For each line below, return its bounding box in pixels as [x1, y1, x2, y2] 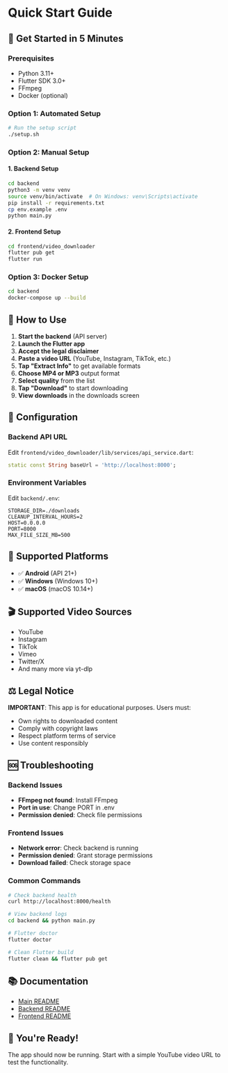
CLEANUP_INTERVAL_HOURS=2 [8, 513, 83, 520]
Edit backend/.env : [8, 494, 60, 502]
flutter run [8, 256, 42, 263]
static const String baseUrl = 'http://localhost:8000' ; [8, 461, 177, 469]
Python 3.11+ [17, 69, 55, 77]
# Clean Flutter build [8, 949, 74, 955]
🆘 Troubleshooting [8, 759, 94, 771]
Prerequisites [8, 54, 54, 63]
